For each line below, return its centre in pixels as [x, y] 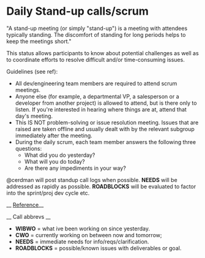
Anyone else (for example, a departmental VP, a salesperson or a [97, 96]
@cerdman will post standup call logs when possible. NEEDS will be [92, 180]
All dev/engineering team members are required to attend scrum [96, 83]
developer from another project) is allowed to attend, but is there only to [106, 103]
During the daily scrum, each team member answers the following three [106, 142]
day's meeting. [34, 116]
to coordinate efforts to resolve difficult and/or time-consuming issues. [95, 59]
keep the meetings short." [39, 41]
